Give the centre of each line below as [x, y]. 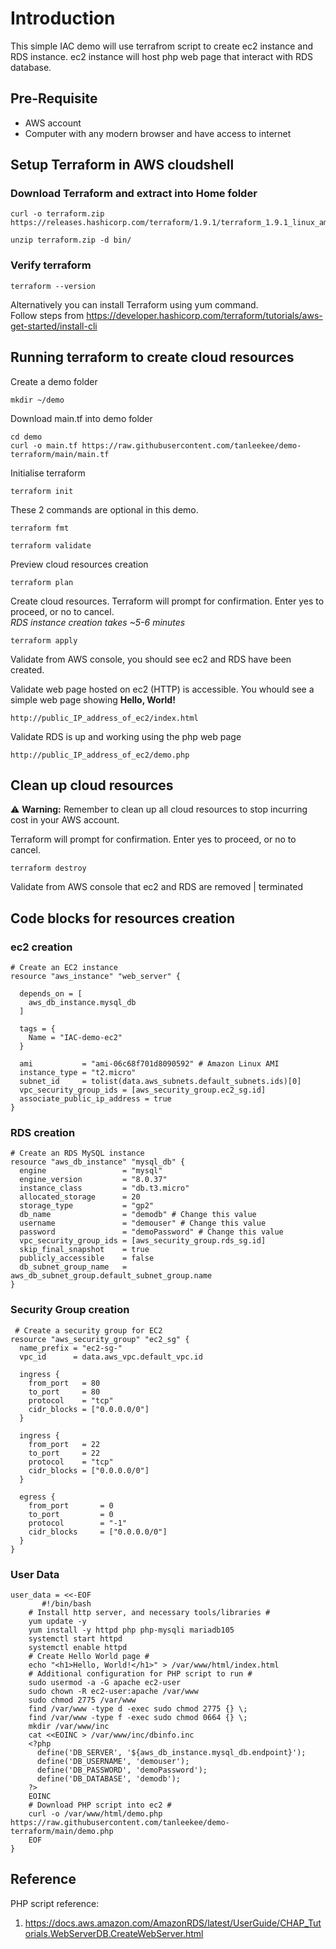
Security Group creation [70, 1310]
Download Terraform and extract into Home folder [134, 194]
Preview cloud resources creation [79, 564]
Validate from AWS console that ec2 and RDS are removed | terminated [156, 887]
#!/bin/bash [66, 1603]
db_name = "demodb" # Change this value [138, 1215]
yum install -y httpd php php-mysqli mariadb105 [131, 1630]
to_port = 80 [64, 1392]
